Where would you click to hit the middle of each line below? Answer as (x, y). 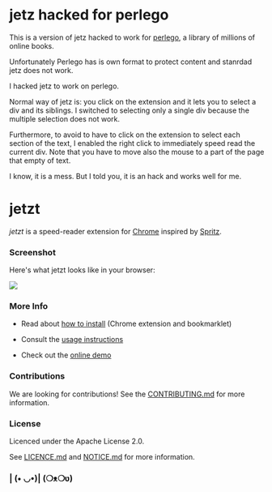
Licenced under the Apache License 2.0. (77, 441)
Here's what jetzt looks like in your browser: (83, 270)
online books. (32, 45)
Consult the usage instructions (72, 340)
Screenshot (32, 252)
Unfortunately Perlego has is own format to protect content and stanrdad (131, 62)
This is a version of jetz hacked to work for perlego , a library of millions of (132, 37)
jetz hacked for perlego (89, 15)
